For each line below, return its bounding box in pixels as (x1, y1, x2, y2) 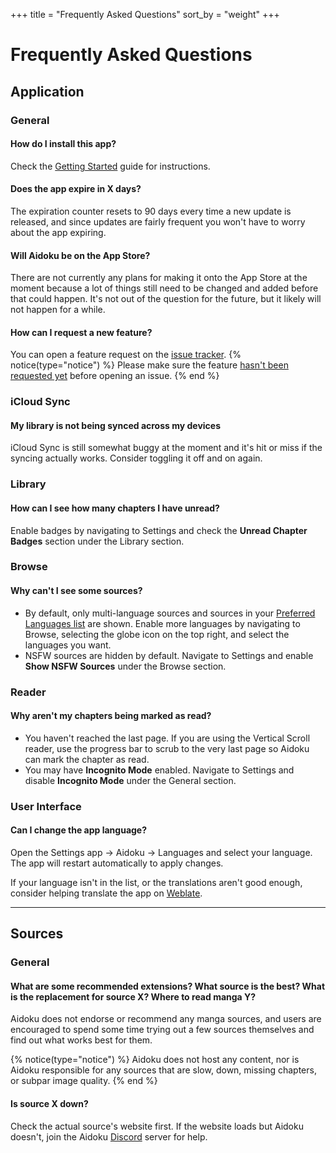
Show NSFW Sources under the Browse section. (24, 660, 227, 672)
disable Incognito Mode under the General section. (24, 774, 237, 786)
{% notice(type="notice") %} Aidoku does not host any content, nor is (10, 1054, 300, 1066)
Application (10, 83, 85, 100)
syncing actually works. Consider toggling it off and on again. (10, 452, 263, 464)
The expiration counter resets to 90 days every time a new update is (10, 205, 292, 217)
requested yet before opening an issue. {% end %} (10, 370, 220, 382)
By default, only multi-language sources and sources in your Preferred (24, 607, 316, 619)
